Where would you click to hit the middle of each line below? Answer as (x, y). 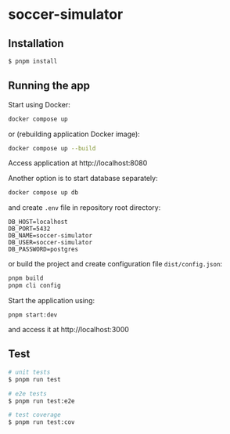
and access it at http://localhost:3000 (68, 330)
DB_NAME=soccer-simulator (50, 236)
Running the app (49, 86)
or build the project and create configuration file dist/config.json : (115, 264)
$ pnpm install (33, 61)
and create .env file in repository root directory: (84, 208)
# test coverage (34, 415)
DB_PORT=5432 (29, 229)
